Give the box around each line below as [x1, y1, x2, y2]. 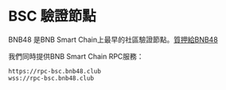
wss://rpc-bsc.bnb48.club [8, 74, 94, 82]
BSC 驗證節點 [8, 7, 97, 25]
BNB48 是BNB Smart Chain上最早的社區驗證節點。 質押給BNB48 [8, 35, 219, 44]
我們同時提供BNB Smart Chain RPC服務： [8, 51, 145, 61]
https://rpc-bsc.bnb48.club [8, 67, 102, 75]
